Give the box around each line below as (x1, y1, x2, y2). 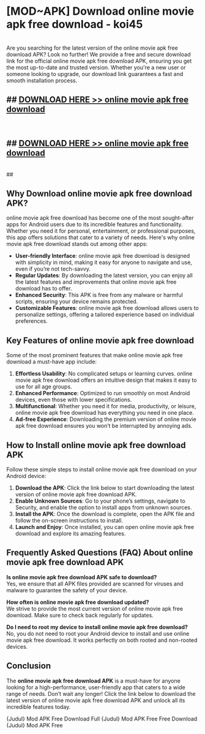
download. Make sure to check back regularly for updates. (6, 611, 154, 619)
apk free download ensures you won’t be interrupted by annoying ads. (15, 422, 193, 430)
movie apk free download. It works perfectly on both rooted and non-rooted (6, 636, 198, 644)
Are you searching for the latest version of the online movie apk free (6, 44, 179, 52)
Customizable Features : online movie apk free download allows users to (15, 304, 199, 312)
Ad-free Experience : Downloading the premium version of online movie (15, 415, 197, 423)
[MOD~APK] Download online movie (6, 4, 195, 18)
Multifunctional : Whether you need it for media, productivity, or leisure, (15, 403, 196, 410)
